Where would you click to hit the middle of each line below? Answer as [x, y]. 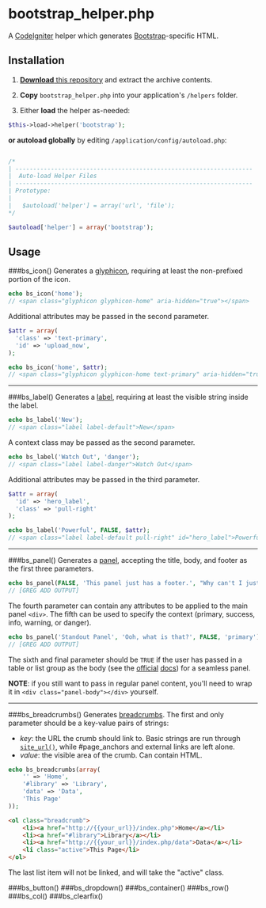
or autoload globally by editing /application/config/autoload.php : [118, 140]
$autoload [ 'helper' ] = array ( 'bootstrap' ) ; [81, 227]
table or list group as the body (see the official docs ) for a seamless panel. [129, 668]
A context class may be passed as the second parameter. [102, 443]
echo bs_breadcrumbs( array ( [55, 769]
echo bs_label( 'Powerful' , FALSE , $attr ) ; [79, 530]
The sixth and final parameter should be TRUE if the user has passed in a [125, 659]
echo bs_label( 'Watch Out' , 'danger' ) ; [74, 457]
